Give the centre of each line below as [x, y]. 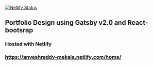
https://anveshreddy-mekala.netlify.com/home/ [63, 57]
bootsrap [19, 30]
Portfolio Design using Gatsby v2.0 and [66, 23]
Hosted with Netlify [28, 44]
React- [138, 23]
